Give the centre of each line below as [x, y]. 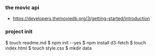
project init [19, 32]
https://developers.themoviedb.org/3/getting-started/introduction [81, 19]
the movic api [22, 8]
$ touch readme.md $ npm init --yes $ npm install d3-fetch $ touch [76, 42]
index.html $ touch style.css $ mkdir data [49, 48]
